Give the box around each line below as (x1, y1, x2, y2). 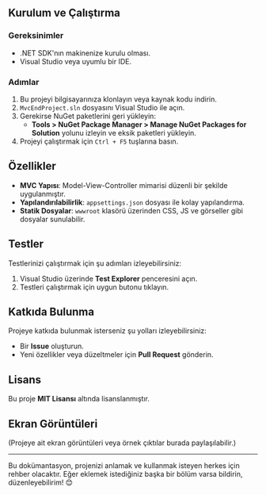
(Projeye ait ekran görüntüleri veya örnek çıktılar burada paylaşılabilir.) (8, 438, 237, 447)
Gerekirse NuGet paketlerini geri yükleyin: (19, 111, 157, 121)
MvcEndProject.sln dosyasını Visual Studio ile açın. (19, 102, 185, 112)
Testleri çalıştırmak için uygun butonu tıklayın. (19, 282, 169, 292)
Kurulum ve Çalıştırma (8, 6, 121, 20)
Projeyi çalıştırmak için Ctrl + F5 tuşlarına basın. (19, 136, 179, 146)
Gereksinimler (8, 30, 64, 41)
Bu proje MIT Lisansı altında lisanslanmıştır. (8, 394, 150, 404)
